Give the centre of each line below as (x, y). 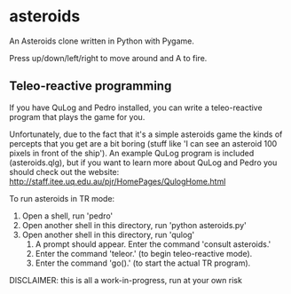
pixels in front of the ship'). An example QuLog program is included (132, 153)
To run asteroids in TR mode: (62, 198)
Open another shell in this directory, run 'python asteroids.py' (134, 225)
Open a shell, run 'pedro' (67, 216)
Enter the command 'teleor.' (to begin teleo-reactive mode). (144, 253)
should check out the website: (64, 171)
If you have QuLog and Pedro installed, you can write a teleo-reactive (136, 107)
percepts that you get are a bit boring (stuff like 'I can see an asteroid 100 (143, 143)
